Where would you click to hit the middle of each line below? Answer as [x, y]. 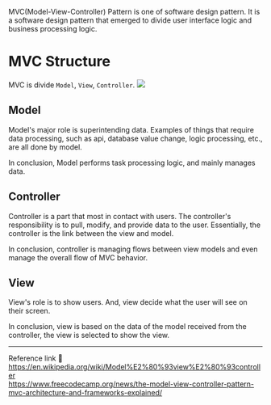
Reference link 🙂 [35, 358]
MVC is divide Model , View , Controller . [72, 85]
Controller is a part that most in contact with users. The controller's [120, 216]
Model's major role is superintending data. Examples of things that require [131, 129]
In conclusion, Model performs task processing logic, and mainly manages [132, 162]
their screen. [29, 311]
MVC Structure [60, 62]
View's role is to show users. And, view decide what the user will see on [128, 302]
